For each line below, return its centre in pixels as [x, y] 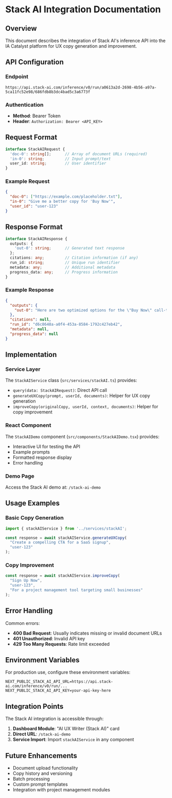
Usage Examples [33, 503]
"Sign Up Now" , [26, 581]
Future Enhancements [41, 756]
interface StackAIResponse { [36, 239]
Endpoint [17, 77]
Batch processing [31, 779]
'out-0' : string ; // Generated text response [70, 248]
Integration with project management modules [61, 789]
